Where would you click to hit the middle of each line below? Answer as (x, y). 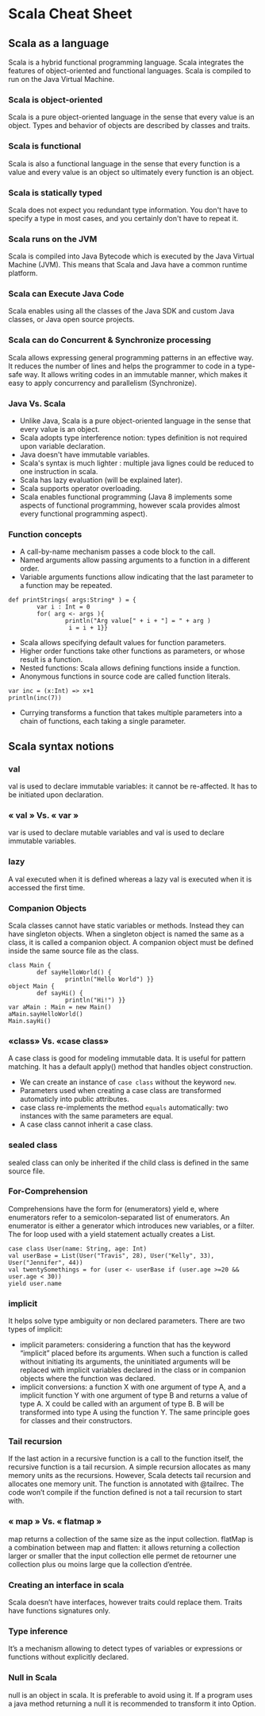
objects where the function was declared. (88, 1379)
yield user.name (35, 1283)
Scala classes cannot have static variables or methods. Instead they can (126, 925)
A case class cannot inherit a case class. (86, 1125)
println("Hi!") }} (95, 1000)
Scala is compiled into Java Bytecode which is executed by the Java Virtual (131, 256)
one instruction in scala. (59, 472)
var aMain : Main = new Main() (60, 1007)
